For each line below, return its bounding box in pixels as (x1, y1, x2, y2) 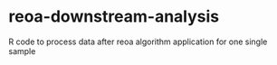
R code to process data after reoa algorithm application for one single (8, 36, 268, 47)
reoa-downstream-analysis (8, 6, 220, 27)
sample (8, 45, 36, 56)
